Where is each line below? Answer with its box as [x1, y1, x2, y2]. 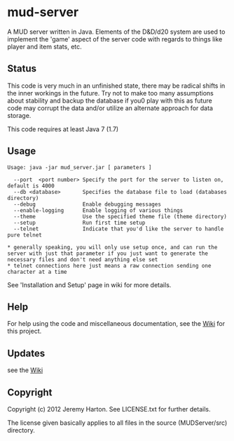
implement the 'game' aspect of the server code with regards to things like [7, 34, 223, 43]
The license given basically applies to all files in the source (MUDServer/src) [7, 419, 228, 427]
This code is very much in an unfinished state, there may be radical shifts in [7, 81, 226, 90]
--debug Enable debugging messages [13, 201, 161, 208]
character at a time [7, 268, 68, 275]
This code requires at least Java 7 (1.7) [7, 124, 119, 133]
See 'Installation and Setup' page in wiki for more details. [7, 280, 172, 289]
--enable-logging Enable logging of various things [13, 206, 184, 214]
